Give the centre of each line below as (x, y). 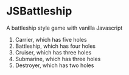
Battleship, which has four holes (55, 46)
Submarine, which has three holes (58, 59)
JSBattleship (39, 11)
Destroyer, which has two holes (54, 65)
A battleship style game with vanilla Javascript (64, 28)
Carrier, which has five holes (51, 39)
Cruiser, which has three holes (53, 52)
